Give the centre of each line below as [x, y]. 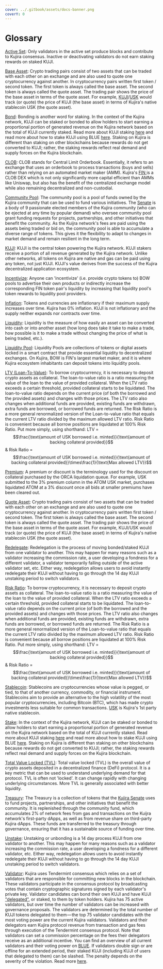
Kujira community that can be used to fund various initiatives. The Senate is [81, 203]
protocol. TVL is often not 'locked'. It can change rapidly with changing [76, 778]
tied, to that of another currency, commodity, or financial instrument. [73, 692]
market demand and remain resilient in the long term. [58, 239]
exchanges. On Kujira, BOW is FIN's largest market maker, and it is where [78, 358]
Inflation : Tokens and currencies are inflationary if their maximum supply [77, 303]
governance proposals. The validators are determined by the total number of [81, 910]
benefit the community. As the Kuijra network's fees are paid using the [75, 223]
